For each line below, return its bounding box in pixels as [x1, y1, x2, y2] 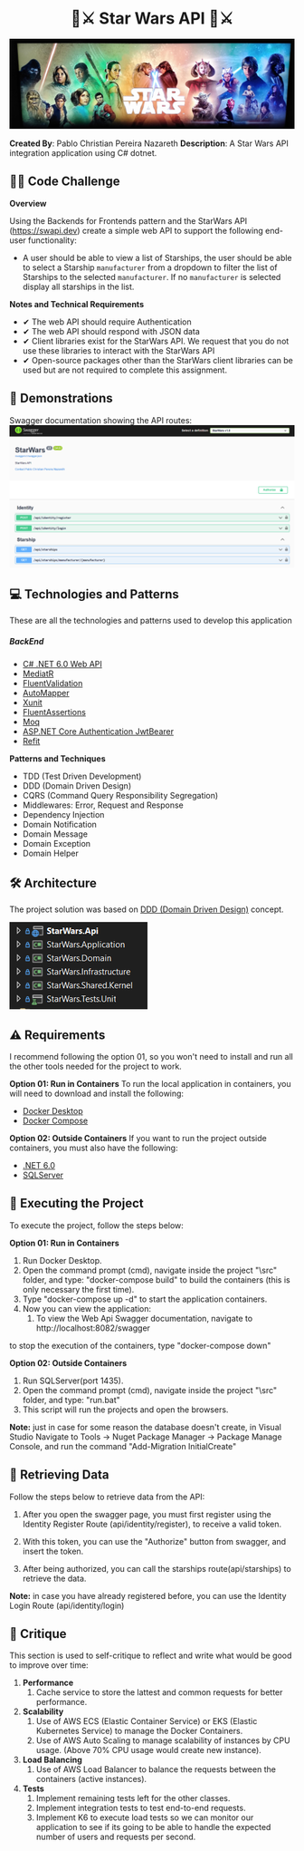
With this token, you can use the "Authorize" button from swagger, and [22, 1536, 287, 1546]
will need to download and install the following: [9, 1088, 184, 1099]
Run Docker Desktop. [22, 1255, 102, 1265]
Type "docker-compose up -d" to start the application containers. [22, 1294, 268, 1304]
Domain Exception [22, 838, 91, 849]
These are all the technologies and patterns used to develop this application [9, 615, 292, 626]
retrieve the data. [22, 1573, 87, 1584]
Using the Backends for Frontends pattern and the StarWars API [9, 215, 248, 226]
